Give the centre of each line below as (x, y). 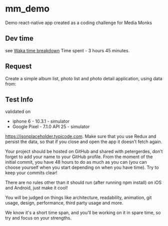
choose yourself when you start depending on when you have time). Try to (82, 167)
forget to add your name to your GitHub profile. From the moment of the (79, 157)
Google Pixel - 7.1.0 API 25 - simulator (51, 127)
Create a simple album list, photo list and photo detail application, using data (84, 78)
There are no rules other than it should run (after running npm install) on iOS (83, 183)
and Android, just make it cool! (36, 188)
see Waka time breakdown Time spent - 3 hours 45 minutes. (67, 50)
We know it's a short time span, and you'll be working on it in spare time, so (83, 213)
